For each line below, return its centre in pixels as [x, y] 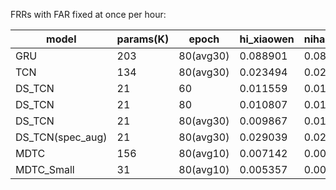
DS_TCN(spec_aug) [61, 137]
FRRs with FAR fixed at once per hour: [88, 14]
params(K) [143, 39]
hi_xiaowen [267, 39]
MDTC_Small [45, 169]
